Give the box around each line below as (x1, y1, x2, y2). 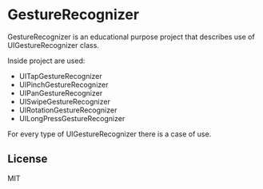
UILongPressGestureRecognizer (18, 113, 126, 123)
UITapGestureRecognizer (18, 71, 103, 81)
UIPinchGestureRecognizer (18, 80, 109, 89)
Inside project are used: (7, 56, 86, 65)
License (7, 152, 48, 166)
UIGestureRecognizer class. (7, 40, 99, 49)
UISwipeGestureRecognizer (18, 96, 111, 106)
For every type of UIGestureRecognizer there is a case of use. (7, 129, 212, 139)
